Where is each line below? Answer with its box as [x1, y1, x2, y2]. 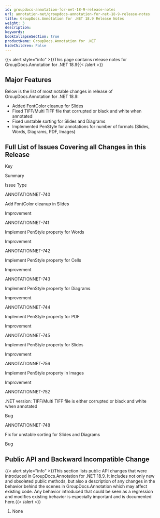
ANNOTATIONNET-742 [5, 248, 51, 254]
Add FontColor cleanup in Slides [5, 201, 69, 207]
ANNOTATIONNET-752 [5, 389, 51, 395]
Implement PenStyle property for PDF [5, 314, 80, 320]
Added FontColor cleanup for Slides [12, 103, 84, 109]
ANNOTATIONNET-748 [5, 422, 51, 428]
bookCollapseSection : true [5, 34, 59, 39]
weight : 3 [5, 20, 25, 26]
